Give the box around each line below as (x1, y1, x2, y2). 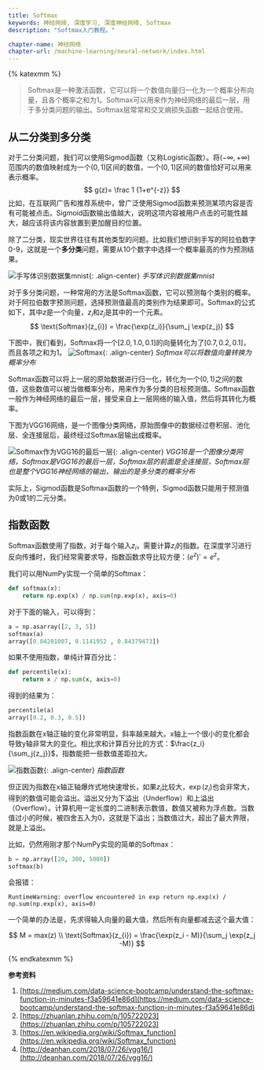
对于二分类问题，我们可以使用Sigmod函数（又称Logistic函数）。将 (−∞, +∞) (8, 153, 251, 162)
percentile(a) (8, 707, 55, 715)
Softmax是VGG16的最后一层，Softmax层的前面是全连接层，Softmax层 (21, 457, 250, 466)
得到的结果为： (8, 691, 57, 700)
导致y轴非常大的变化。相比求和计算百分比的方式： (8, 738, 170, 748)
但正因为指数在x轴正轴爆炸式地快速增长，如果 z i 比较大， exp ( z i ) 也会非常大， (8, 781, 254, 793)
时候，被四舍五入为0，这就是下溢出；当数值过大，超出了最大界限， (35, 813, 254, 822)
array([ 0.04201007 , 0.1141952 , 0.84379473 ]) (8, 638, 159, 645)
